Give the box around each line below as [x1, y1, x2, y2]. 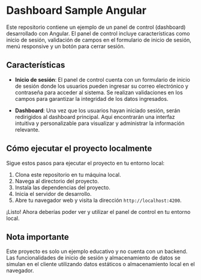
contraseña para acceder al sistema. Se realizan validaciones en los [14, 88, 183, 96]
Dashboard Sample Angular [6, 4, 147, 17]
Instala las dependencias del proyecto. [14, 184, 111, 191]
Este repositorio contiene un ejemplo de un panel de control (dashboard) [6, 23, 186, 31]
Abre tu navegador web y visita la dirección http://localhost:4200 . [14, 196, 182, 204]
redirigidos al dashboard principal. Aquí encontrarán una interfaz [14, 113, 175, 120]
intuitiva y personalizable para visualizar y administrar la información [14, 120, 185, 127]
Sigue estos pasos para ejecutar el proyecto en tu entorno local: [6, 159, 165, 166]
